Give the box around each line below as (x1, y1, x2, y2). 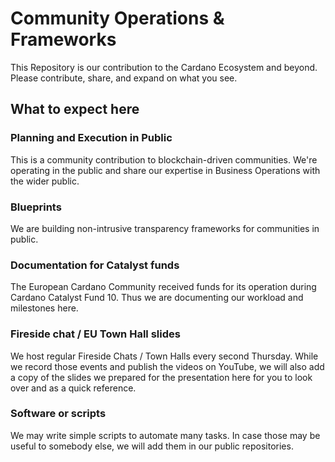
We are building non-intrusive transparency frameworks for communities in (10, 222, 320, 234)
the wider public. (10, 175, 80, 187)
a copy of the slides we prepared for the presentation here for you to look (10, 371, 313, 383)
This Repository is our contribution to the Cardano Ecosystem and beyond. (10, 61, 318, 73)
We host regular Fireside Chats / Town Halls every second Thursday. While (10, 350, 319, 362)
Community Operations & (10, 7, 225, 30)
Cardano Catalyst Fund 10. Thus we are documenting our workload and (10, 292, 304, 304)
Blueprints (10, 200, 62, 214)
